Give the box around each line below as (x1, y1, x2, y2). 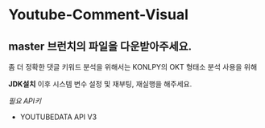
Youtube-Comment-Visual (8, 6, 189, 24)
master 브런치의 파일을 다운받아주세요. (8, 39, 193, 53)
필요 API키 (8, 96, 42, 106)
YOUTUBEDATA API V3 (19, 112, 97, 122)
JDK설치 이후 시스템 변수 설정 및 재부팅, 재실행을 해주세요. (8, 79, 193, 89)
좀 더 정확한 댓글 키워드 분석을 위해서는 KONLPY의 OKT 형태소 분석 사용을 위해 (8, 62, 258, 71)
